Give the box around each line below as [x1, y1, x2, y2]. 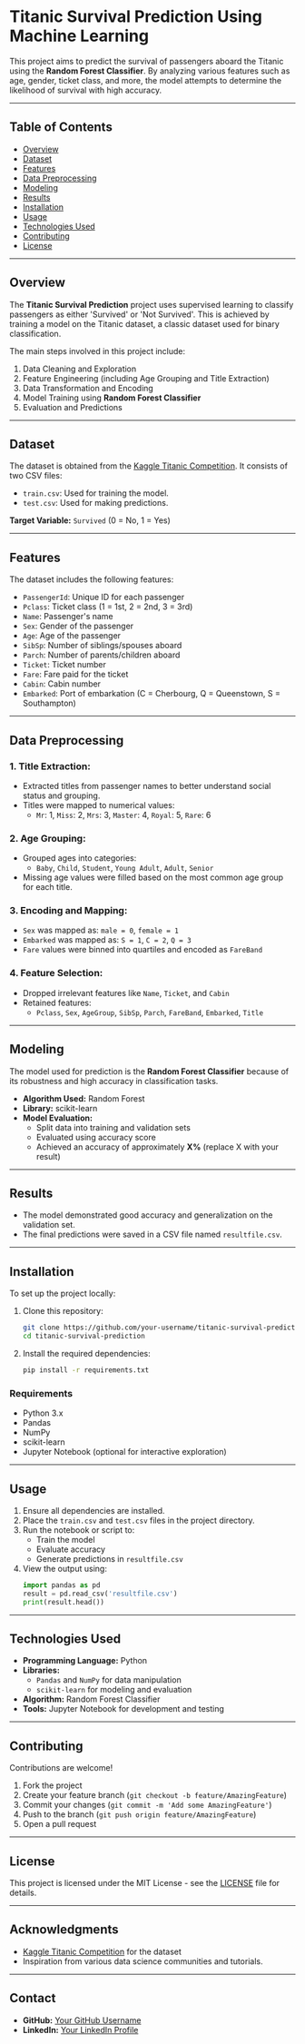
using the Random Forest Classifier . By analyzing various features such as [9, 65, 290, 76]
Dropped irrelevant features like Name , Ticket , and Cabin [22, 987, 230, 998]
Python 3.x [22, 1407, 64, 1418]
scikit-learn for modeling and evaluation [35, 1684, 192, 1695]
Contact [9, 1990, 56, 2006]
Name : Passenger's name [22, 611, 113, 622]
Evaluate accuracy [35, 1544, 106, 1555]
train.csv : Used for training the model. [22, 488, 170, 499]
